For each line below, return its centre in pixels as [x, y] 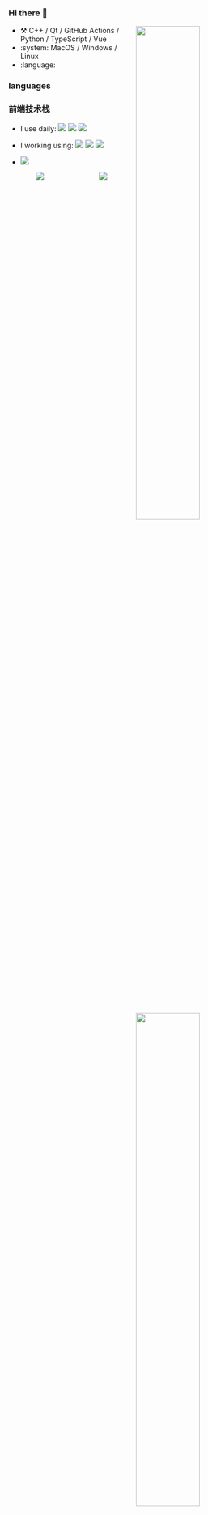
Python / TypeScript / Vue [63, 39]
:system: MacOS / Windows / [68, 48]
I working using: [47, 145]
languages [30, 86]
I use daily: [38, 128]
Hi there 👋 [28, 13]
